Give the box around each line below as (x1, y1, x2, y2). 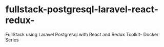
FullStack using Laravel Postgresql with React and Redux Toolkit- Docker (5, 31, 159, 37)
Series (5, 37, 19, 43)
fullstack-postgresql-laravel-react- (5, 4, 159, 15)
